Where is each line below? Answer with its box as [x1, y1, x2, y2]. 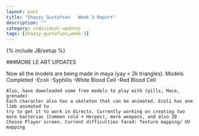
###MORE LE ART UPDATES [6, 59, 76, 66]
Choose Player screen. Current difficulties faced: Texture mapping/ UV [6, 119, 191, 125]
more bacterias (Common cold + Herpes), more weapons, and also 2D [6, 114, 178, 120]
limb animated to [6, 103, 49, 110]
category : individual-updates [6, 25, 82, 31]
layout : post [6, 8, 39, 15]
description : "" [6, 20, 46, 26]
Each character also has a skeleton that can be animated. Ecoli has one [6, 99, 194, 105]
